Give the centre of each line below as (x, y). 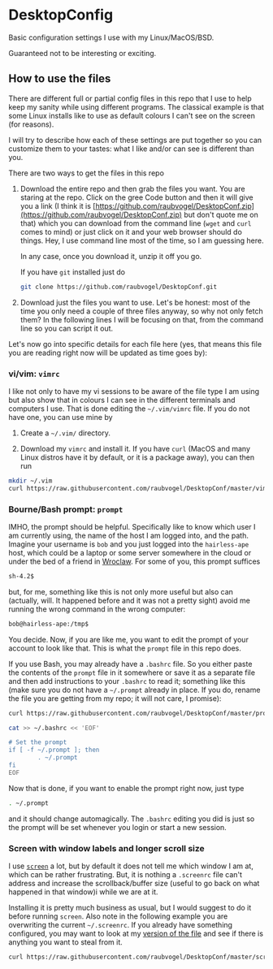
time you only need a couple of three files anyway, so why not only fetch (141, 311)
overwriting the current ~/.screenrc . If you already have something (121, 925)
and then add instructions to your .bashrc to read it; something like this (127, 681)
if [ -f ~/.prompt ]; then (54, 750)
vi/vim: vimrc (34, 374)
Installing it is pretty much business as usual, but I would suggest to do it (130, 908)
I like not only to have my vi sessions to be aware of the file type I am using (134, 391)
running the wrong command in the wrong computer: (97, 609)
